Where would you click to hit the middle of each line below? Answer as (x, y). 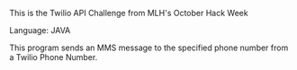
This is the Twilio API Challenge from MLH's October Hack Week (129, 13)
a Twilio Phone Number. (54, 57)
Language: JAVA (40, 30)
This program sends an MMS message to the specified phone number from (149, 48)
